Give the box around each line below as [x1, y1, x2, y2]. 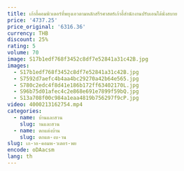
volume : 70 [7, 50, 39, 57]
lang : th [7, 153, 33, 161]
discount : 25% [7, 36, 49, 43]
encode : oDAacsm [7, 147, 55, 154]
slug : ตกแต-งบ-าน [20, 133, 66, 140]
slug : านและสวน [20, 120, 60, 128]
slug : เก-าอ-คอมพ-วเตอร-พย [7, 140, 77, 147]
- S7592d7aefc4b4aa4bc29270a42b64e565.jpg [13, 75, 139, 82]
